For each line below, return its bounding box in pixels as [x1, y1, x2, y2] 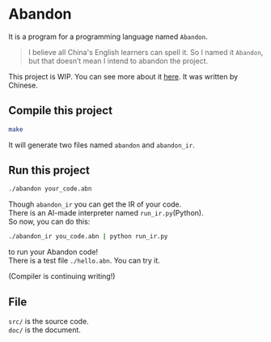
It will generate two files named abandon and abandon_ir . [8, 139, 196, 150]
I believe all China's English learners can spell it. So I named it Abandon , [28, 47, 264, 57]
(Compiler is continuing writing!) [8, 271, 116, 281]
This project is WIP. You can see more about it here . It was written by [8, 71, 239, 81]
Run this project [8, 164, 91, 177]
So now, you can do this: [8, 216, 91, 227]
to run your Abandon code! [8, 247, 99, 257]
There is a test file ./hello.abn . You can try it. [8, 256, 160, 266]
